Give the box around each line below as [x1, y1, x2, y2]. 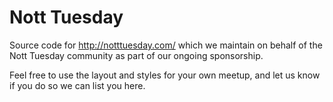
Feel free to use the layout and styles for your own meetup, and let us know [9, 69, 321, 81]
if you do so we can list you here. [9, 79, 146, 91]
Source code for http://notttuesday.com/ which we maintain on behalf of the [9, 39, 323, 51]
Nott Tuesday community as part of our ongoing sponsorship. [9, 49, 264, 61]
